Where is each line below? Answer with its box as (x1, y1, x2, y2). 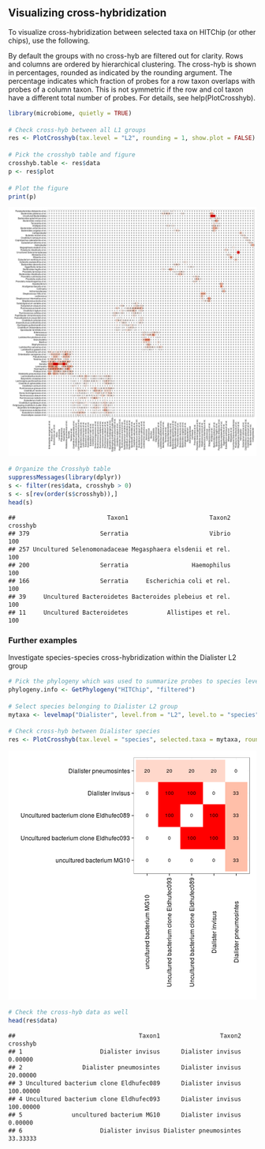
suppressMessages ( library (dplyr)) (8, 473, 122, 481)
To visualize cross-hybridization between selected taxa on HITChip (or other (8, 27, 256, 36)
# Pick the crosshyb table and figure (8, 151, 136, 159)
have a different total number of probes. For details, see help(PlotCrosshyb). (8, 92, 256, 102)
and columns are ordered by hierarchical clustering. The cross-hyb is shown (8, 59, 256, 69)
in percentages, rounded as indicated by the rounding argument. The (8, 67, 233, 77)
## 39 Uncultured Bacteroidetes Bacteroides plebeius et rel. (8, 593, 231, 601)
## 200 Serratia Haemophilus (8, 561, 231, 569)
